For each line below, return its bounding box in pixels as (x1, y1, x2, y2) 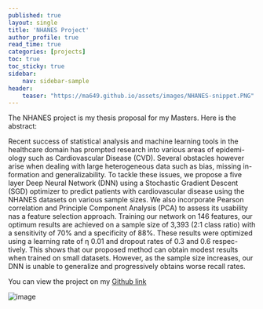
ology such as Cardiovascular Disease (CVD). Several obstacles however (8, 154, 245, 163)
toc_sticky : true (8, 63, 65, 71)
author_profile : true (8, 33, 79, 42)
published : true (8, 11, 61, 20)
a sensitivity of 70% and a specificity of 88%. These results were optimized (8, 228, 253, 238)
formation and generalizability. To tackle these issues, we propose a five (8, 170, 242, 180)
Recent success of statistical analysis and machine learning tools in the (8, 136, 239, 146)
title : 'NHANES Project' (8, 26, 89, 34)
